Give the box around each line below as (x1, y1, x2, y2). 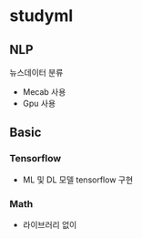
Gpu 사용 (22, 98, 56, 109)
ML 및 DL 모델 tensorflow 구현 (22, 174, 134, 185)
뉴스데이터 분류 (9, 68, 64, 78)
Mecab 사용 (22, 87, 66, 97)
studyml (9, 5, 74, 26)
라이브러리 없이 (22, 219, 77, 230)
